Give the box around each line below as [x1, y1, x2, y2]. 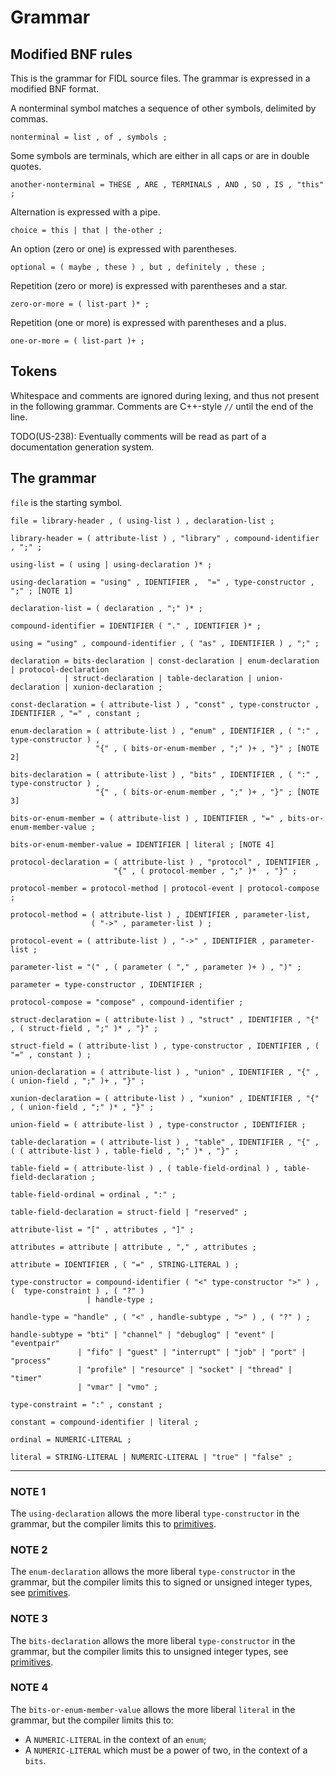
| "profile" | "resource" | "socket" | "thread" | [77, 1364, 293, 1375]
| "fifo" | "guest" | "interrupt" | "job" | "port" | [77, 1347, 307, 1357]
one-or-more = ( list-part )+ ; [10, 336, 145, 346]
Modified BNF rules [10, 46, 133, 63]
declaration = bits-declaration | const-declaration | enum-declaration [10, 656, 320, 666]
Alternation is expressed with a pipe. [10, 206, 161, 218]
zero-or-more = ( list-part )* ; [10, 299, 150, 309]
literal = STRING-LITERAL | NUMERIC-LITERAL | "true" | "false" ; [10, 1452, 293, 1462]
